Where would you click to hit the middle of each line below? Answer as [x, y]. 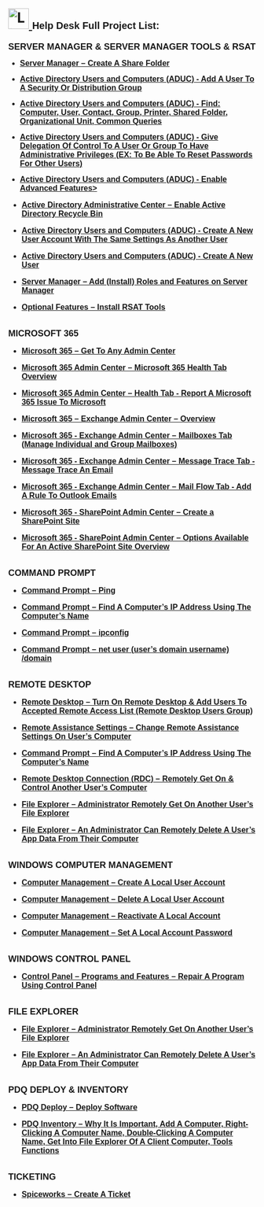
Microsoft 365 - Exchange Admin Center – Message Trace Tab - [138, 461]
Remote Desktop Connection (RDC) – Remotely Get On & [128, 778]
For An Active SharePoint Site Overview [96, 546]
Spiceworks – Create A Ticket [76, 1194]
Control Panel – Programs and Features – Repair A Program [133, 976]
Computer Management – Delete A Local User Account [123, 899]
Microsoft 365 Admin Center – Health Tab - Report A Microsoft [136, 393]
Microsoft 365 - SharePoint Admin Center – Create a [118, 512]
